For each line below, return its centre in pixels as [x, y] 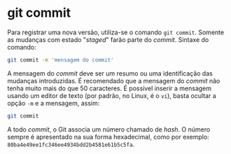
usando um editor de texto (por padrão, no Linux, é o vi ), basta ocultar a [112, 95]
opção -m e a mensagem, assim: [54, 103]
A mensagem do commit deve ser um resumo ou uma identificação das [110, 73]
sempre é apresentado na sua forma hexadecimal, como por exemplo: [108, 136]
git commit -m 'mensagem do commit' [61, 60]
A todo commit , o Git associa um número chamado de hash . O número [109, 129]
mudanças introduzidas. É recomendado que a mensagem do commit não [114, 80]
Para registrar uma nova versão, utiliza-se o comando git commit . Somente [116, 32]
